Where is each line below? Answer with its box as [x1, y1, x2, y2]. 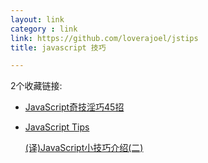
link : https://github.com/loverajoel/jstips [10, 33, 199, 43]
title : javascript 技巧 [10, 42, 107, 53]
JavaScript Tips [24, 121, 90, 133]
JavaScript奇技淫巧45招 [24, 101, 125, 113]
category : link [10, 24, 78, 34]
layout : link [10, 14, 65, 25]
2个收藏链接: [10, 80, 63, 92]
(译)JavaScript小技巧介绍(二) [24, 142, 144, 154]
